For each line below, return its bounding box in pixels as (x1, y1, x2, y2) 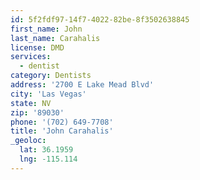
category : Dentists (10, 71, 92, 81)
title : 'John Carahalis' (10, 126, 114, 136)
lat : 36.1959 (19, 145, 74, 155)
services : (10, 52, 52, 62)
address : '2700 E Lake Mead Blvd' (10, 80, 155, 90)
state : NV (10, 98, 52, 108)
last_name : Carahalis (10, 33, 101, 43)
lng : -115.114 (19, 154, 78, 164)
